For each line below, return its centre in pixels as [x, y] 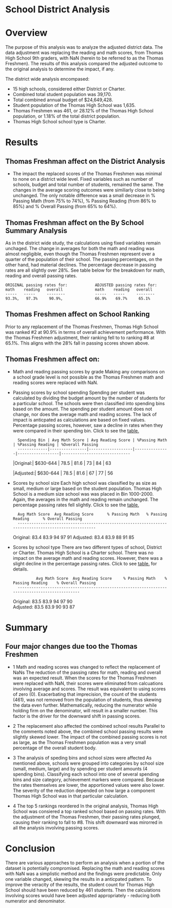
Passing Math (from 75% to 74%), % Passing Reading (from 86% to [84, 201]
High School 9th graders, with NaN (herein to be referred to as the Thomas [84, 58]
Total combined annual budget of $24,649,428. [63, 100]
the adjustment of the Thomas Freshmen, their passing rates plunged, [87, 817]
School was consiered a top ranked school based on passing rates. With [89, 811]
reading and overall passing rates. [41, 275]
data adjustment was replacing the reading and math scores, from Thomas [84, 53]
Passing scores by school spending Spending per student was [79, 392]
